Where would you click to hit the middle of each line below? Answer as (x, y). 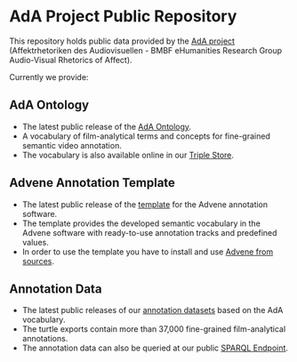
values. (35, 242)
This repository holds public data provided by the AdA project (122, 41)
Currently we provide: (49, 76)
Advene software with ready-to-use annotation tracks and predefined (149, 232)
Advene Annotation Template (92, 183)
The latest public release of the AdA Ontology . (107, 126)
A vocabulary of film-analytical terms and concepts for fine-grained (146, 136)
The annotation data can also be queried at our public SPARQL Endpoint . (155, 348)
